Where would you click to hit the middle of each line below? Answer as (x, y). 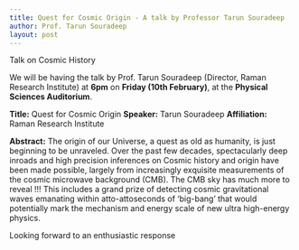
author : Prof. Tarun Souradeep (68, 26)
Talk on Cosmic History (53, 60)
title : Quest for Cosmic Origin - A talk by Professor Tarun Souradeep (147, 18)
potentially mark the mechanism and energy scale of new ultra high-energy (149, 208)
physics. (25, 218)
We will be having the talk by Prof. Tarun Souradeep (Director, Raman (138, 78)
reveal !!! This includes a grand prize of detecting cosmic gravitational (139, 190)
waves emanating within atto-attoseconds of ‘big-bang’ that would (133, 199)
